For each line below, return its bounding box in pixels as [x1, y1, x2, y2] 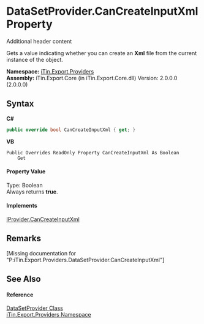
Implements [6, 202, 38, 209]
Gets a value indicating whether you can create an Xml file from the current [6, 49, 197, 56]
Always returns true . [6, 188, 58, 195]
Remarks [6, 233, 42, 244]
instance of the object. [6, 56, 63, 63]
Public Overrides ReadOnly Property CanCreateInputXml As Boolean [6, 149, 179, 156]
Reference [6, 291, 34, 298]
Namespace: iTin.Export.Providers [6, 67, 94, 75]
